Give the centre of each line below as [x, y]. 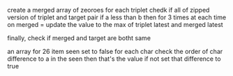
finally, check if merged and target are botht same [79, 38]
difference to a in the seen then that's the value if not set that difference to [114, 59]
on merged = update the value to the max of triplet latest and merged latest [115, 25]
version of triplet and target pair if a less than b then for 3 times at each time [117, 17]
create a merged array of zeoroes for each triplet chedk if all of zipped [108, 10]
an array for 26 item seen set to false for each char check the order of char [115, 51]
